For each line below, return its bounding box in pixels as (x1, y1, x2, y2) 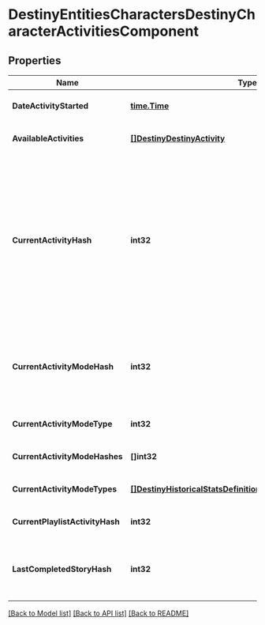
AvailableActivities (12, 133, 84, 144)
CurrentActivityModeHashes (12, 451, 123, 461)
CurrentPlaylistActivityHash (12, 516, 120, 527)
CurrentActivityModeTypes (12, 484, 117, 495)
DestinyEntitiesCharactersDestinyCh (8, 6, 256, 24)
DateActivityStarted (12, 100, 89, 111)
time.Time (129, 100, 170, 111)
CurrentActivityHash (12, 235, 92, 246)
